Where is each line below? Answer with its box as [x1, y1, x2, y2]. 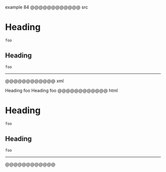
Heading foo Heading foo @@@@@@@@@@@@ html [5, 87, 118, 93]
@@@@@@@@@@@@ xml [5, 78, 64, 84]
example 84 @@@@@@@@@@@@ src [5, 4, 88, 10]
